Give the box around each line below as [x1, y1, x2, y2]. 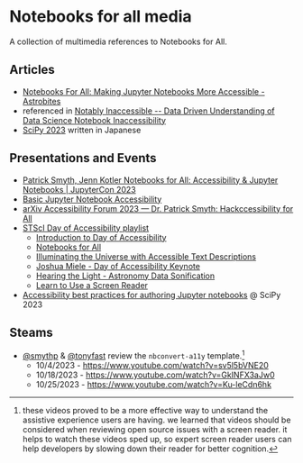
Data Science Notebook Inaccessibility [22, 114, 167, 125]
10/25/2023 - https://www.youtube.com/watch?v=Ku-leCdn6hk [35, 379, 272, 390]
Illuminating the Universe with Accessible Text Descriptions [35, 250, 257, 262]
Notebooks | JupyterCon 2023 [22, 184, 137, 195]
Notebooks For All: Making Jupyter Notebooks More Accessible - [22, 86, 265, 96]
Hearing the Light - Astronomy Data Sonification [35, 270, 216, 281]
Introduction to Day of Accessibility [35, 231, 167, 242]
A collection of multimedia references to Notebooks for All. [9, 36, 227, 47]
